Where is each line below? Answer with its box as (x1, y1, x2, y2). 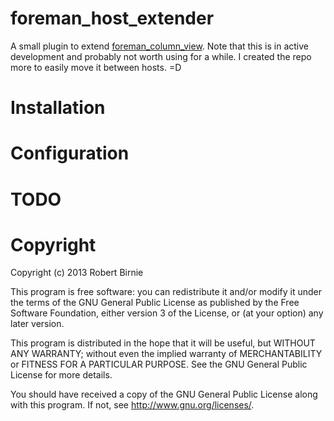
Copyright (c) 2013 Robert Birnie (10, 267, 144, 279)
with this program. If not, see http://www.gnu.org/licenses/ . (10, 399, 255, 411)
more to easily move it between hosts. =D (10, 61, 182, 73)
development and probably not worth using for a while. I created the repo (10, 50, 312, 62)
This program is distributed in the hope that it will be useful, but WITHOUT (10, 337, 316, 349)
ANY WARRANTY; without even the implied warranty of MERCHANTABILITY (10, 348, 323, 360)
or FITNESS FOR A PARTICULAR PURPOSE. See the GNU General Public (10, 358, 308, 371)
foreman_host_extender (10, 7, 215, 30)
